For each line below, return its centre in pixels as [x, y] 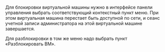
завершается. [20, 29]
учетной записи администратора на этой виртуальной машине [74, 23]
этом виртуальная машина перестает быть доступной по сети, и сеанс [82, 18]
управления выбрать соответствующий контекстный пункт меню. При [82, 13]
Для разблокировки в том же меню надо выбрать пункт [66, 38]
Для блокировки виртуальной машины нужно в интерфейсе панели [79, 7]
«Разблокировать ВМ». [30, 44]
